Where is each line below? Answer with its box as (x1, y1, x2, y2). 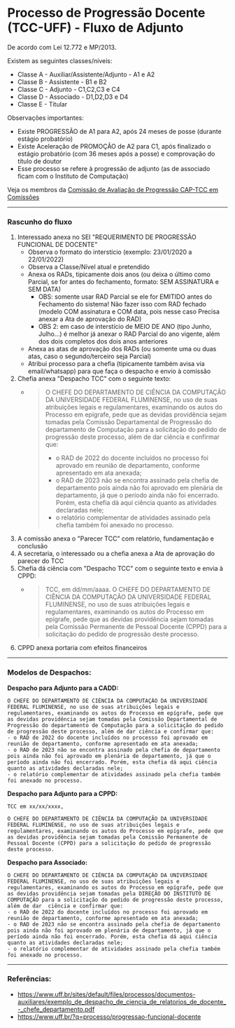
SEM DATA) (27, 285, 62, 294)
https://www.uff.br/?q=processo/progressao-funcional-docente (17, 1012, 201, 1021)
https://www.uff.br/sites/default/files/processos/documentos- (17, 990, 196, 999)
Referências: (7, 974, 52, 984)
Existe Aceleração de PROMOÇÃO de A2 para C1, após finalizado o (17, 142, 211, 150)
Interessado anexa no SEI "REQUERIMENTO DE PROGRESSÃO (17, 233, 197, 241)
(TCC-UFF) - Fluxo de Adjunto (7, 20, 184, 36)
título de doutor (17, 156, 62, 165)
